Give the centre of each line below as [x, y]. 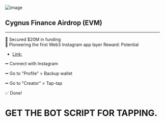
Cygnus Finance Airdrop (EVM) [54, 23]
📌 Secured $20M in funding [33, 39]
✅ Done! [14, 93]
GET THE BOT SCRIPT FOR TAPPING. [81, 113]
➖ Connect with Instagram [31, 63]
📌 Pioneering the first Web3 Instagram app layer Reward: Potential [72, 45]
